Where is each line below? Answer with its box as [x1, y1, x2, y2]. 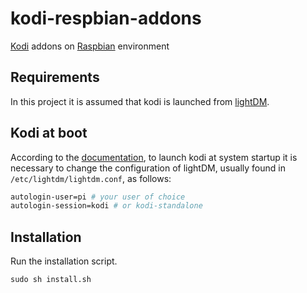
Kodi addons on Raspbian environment [10, 40, 170, 52]
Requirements [10, 69, 100, 86]
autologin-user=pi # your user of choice [10, 192, 186, 202]
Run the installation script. [10, 255, 118, 267]
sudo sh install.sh [10, 275, 92, 285]
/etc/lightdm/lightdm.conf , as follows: [10, 172, 172, 184]
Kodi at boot [10, 125, 88, 142]
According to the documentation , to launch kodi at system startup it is [10, 151, 298, 163]
